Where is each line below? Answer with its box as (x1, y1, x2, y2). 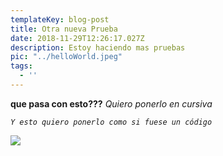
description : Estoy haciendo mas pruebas (10, 42, 186, 53)
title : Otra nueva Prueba (10, 24, 118, 34)
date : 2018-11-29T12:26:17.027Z (10, 33, 145, 43)
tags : (10, 61, 33, 71)
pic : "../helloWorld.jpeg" (10, 52, 123, 62)
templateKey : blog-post (10, 14, 110, 25)
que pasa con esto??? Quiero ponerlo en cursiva (10, 97, 213, 110)
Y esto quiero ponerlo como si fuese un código (10, 117, 213, 127)
